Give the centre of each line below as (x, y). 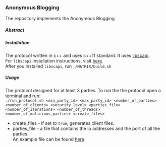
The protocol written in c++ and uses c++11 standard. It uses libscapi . (77, 55)
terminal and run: (23, 96)
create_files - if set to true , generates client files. (63, 123)
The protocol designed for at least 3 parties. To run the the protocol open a (83, 90)
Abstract (15, 30)
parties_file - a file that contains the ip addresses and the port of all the (86, 128)
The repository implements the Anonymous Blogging (60, 19)
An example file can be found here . (49, 139)
